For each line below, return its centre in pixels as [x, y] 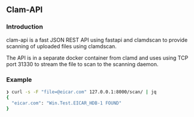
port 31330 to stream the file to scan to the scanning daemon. [82, 64]
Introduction [25, 27]
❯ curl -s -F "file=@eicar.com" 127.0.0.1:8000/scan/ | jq [81, 92]
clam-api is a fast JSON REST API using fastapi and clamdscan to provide [97, 40]
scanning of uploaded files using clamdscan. [61, 46]
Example [19, 79]
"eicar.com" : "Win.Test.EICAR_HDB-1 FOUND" [66, 103]
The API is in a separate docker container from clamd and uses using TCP [97, 58]
